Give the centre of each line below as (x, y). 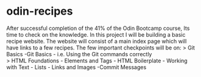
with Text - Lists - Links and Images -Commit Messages (76, 67)
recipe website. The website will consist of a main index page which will (97, 41)
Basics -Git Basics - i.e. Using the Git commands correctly (79, 54)
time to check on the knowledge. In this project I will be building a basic (96, 34)
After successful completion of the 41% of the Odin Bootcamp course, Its (98, 28)
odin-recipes (40, 11)
